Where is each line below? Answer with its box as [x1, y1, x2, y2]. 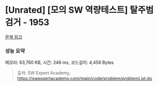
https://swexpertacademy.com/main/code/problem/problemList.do [17, 76, 153, 82]
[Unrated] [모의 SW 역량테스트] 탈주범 [5, 4, 154, 16]
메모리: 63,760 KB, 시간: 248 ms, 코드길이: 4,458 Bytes [5, 59, 114, 65]
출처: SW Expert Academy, [17, 70, 71, 76]
